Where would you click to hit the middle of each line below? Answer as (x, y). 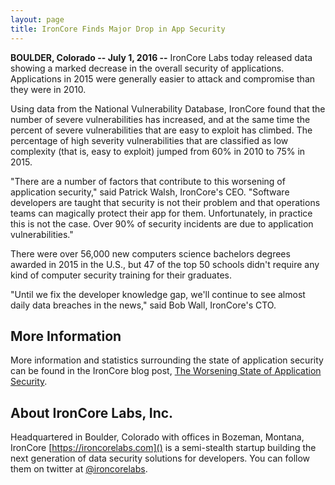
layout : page (37, 19)
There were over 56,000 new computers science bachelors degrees (150, 253)
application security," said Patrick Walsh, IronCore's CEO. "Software (150, 192)
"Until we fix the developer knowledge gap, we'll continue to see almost (158, 294)
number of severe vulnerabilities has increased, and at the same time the (160, 119)
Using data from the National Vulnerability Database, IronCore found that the (168, 108)
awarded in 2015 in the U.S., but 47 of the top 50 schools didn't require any (165, 264)
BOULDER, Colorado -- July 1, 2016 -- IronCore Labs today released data (161, 57)
